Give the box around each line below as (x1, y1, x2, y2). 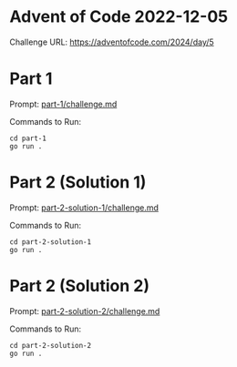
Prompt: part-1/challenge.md (9, 98, 118, 109)
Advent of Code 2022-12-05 (9, 6, 229, 27)
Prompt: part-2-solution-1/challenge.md (9, 202, 160, 213)
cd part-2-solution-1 (9, 237, 92, 247)
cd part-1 (9, 134, 47, 143)
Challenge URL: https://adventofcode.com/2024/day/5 (9, 36, 214, 47)
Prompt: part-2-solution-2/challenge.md (9, 305, 160, 316)
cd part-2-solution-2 (9, 341, 92, 350)
